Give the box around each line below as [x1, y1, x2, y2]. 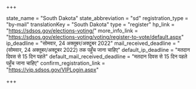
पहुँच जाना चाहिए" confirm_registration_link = [6, 60, 106, 67]
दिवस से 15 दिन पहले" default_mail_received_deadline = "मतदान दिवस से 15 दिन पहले [6, 53, 188, 60]
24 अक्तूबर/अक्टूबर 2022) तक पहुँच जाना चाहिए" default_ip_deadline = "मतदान [24, 47, 190, 53]
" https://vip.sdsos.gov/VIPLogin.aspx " [6, 66, 99, 73]
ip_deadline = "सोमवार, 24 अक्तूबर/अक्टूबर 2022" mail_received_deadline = [6, 39, 176, 47]
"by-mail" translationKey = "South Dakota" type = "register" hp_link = [6, 21, 175, 28]
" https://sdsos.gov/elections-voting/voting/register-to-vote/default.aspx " [6, 34, 184, 40]
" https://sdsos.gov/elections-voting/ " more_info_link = [6, 27, 138, 34]
